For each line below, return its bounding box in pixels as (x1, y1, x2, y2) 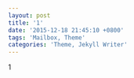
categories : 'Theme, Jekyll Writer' (8, 41, 128, 49)
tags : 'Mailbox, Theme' (8, 33, 86, 42)
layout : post (8, 11, 51, 20)
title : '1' (8, 19, 44, 27)
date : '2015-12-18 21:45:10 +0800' (8, 26, 125, 34)
